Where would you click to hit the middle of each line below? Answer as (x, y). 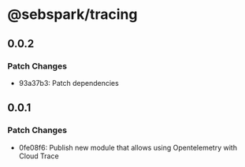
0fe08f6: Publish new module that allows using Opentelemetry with (128, 147)
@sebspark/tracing (72, 15)
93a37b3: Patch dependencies (69, 83)
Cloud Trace (39, 156)
